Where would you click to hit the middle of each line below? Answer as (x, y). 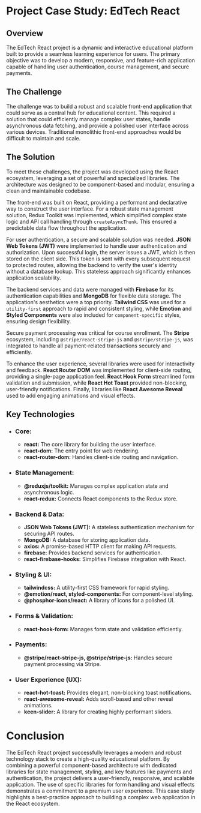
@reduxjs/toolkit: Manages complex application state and (96, 486)
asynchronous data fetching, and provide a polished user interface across (97, 125)
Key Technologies (40, 414)
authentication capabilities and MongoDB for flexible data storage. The (94, 296)
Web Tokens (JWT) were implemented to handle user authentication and (97, 246)
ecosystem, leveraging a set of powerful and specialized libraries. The (93, 178)
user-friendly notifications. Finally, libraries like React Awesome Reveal (94, 389)
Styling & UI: (33, 574)
